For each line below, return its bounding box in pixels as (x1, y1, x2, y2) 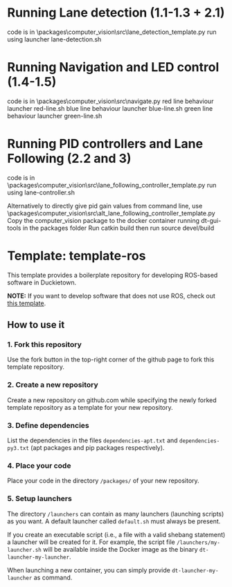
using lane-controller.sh (7, 188, 75, 197)
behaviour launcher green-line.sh (7, 111, 102, 120)
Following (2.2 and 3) (7, 151, 132, 167)
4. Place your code (7, 460, 71, 470)
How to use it (7, 319, 65, 331)
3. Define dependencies (7, 420, 90, 430)
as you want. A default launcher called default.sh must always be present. (7, 517, 221, 525)
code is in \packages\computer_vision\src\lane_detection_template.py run (7, 28, 217, 36)
